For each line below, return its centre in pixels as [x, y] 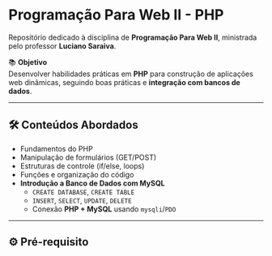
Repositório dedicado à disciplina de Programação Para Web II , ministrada [133, 37]
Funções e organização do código [77, 174]
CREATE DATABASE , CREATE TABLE [83, 191]
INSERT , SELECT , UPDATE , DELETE [82, 200]
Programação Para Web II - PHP [116, 15]
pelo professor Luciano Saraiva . [62, 45]
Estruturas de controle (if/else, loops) [82, 166]
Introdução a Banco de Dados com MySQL [92, 183]
